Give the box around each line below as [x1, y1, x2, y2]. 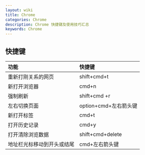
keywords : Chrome [5, 27, 42, 32]
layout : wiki [5, 7, 33, 13]
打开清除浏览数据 [8, 131, 50, 138]
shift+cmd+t [79, 73, 109, 80]
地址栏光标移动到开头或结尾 [8, 141, 75, 148]
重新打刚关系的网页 [8, 73, 55, 80]
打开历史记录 [8, 121, 39, 128]
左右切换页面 [8, 102, 39, 109]
